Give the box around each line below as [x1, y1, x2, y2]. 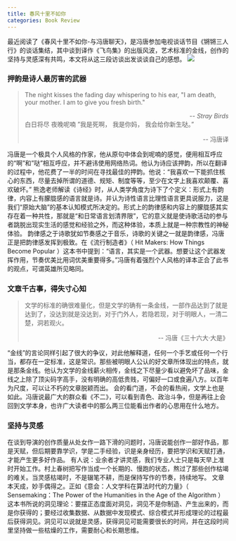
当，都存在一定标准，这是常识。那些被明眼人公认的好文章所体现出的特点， [7, 357, 223, 366]
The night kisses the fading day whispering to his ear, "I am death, [24, 90, 216, 99]
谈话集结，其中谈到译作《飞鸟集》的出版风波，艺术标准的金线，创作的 [25, 46, 229, 54]
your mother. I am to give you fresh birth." [24, 98, 145, 106]
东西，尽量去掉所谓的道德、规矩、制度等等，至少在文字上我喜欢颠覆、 [19, 176, 223, 185]
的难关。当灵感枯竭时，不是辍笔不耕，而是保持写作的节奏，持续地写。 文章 [7, 473, 225, 482]
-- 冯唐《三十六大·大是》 [157, 334, 229, 342]
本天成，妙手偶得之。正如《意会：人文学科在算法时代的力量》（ [7, 482, 189, 490]
